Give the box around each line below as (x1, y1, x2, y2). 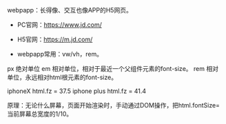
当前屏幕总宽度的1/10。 (7, 110, 73, 118)
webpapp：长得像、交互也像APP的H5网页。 (7, 6, 132, 14)
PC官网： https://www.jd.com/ (17, 21, 102, 29)
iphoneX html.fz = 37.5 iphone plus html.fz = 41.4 (7, 87, 147, 95)
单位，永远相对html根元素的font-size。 (7, 73, 118, 81)
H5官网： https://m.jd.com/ (17, 35, 93, 43)
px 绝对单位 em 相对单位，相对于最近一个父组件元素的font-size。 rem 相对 (7, 65, 219, 72)
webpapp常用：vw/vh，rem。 (17, 50, 103, 58)
